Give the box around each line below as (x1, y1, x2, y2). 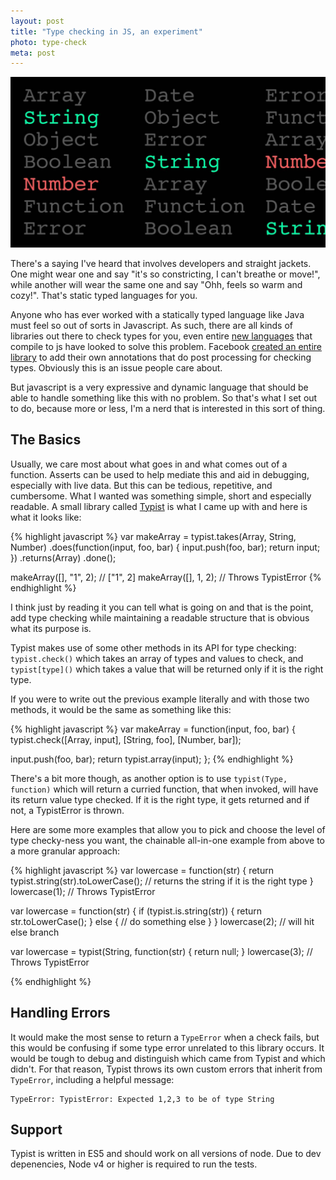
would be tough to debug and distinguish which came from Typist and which (10, 1052, 326, 1064)
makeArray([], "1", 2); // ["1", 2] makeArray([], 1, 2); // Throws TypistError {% (10, 571, 322, 583)
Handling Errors (10, 1005, 111, 1022)
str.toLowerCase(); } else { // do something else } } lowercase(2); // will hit (10, 915, 315, 927)
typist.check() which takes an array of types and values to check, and (10, 652, 304, 664)
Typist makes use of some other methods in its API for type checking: (10, 641, 297, 654)
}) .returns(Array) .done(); (10, 551, 117, 564)
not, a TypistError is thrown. (10, 804, 125, 816)
